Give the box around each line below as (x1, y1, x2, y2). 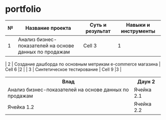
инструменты (121, 27, 156, 34)
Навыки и (125, 21, 150, 28)
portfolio (5, 3, 41, 15)
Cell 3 (83, 42, 97, 49)
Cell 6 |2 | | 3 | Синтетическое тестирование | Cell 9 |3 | (5, 66, 122, 72)
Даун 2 (137, 78, 156, 85)
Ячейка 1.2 (7, 103, 35, 110)
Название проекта (25, 24, 72, 31)
